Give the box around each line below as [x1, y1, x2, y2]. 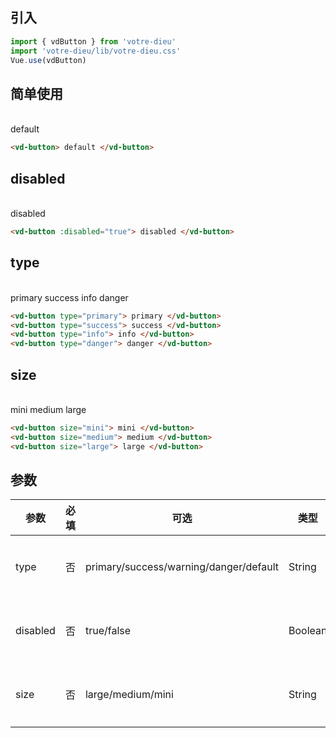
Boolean [288, 624, 328, 638]
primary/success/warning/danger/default [84, 560, 279, 574]
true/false [84, 624, 132, 638]
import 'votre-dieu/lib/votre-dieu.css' [10, 46, 182, 56]
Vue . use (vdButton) [10, 55, 87, 65]
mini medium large [10, 403, 87, 415]
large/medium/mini [84, 688, 174, 702]
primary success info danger [10, 291, 129, 303]
